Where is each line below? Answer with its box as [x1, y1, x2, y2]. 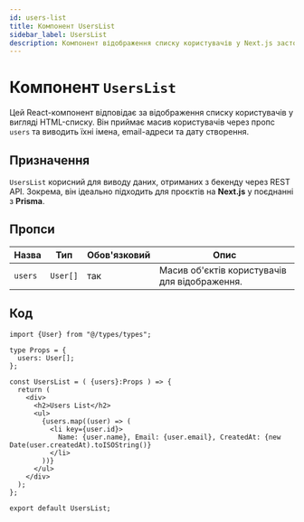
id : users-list [9, 13, 67, 23]
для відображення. [158, 275, 242, 287]
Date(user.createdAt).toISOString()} [9, 440, 152, 450]
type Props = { [9, 345, 67, 355]
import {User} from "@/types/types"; [9, 330, 152, 339]
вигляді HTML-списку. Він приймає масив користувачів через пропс [9, 117, 276, 127]
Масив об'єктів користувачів [158, 264, 287, 276]
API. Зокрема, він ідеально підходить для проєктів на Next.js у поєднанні [9, 186, 294, 197]
